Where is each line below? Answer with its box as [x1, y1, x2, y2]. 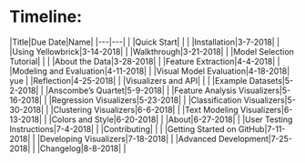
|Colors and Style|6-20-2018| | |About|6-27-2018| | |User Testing [48, 114, 293, 125]
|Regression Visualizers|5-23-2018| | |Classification [48, 94, 242, 106]
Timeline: [9, 6, 83, 27]
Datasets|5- [249, 75, 294, 86]
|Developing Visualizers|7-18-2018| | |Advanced [36, 133, 217, 144]
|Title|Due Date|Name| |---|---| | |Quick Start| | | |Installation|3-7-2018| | [9, 36, 280, 47]
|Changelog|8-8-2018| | [36, 143, 127, 154]
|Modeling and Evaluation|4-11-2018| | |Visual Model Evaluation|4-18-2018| [9, 66, 290, 76]
